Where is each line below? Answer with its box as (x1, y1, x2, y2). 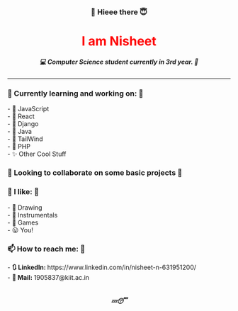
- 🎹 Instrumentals (7, 210, 58, 219)
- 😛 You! (7, 225, 34, 234)
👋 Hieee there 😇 (91, 7, 147, 17)
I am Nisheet (81, 33, 157, 50)
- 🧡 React (7, 112, 35, 120)
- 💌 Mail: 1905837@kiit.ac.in (7, 273, 90, 281)
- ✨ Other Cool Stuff (7, 149, 67, 159)
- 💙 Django (7, 120, 39, 128)
